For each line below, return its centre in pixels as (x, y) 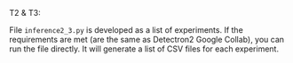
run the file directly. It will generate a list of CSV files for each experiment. (144, 49)
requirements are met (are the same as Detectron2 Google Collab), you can (147, 39)
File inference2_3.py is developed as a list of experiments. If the (127, 30)
